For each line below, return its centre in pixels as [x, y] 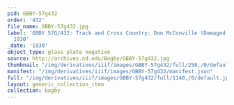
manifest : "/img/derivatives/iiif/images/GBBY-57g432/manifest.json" [110, 71]
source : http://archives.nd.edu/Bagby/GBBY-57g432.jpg [88, 59]
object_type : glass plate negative [59, 52]
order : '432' [26, 20]
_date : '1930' [28, 46]
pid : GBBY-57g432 [32, 13]
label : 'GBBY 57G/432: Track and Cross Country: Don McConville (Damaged [117, 33]
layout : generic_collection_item [56, 84]
